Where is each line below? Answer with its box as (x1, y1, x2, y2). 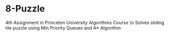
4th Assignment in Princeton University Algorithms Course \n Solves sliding (5, 19, 165, 25)
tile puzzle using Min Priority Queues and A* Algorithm (5, 24, 121, 30)
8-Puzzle (5, 3, 45, 14)
